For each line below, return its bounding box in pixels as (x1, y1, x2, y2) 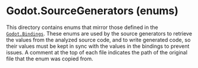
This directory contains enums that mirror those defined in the (6, 24, 159, 31)
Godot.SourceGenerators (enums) (6, 4, 179, 18)
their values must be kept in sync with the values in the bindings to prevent (6, 43, 190, 50)
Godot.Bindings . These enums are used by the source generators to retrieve (6, 30, 192, 37)
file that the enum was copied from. (6, 55, 93, 62)
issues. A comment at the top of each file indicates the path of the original (6, 48, 188, 56)
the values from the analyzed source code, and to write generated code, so (6, 36, 191, 43)
